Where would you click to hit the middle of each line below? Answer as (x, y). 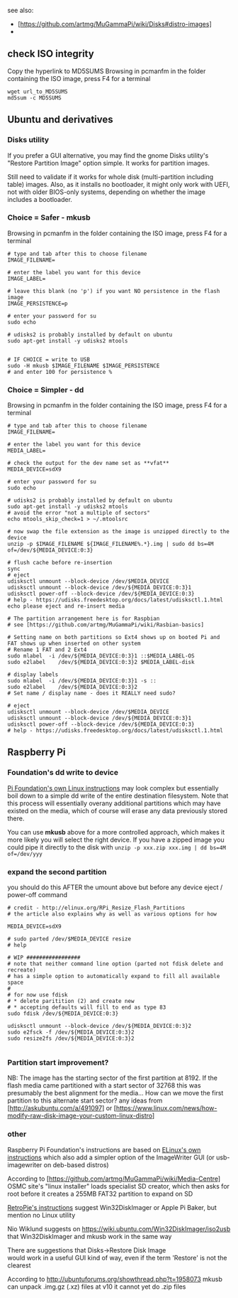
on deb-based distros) (76, 1164)
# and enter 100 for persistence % (60, 372)
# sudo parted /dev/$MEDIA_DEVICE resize (69, 939)
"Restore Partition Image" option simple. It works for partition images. (109, 163)
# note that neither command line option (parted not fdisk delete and (115, 964)
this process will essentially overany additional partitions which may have (114, 803)
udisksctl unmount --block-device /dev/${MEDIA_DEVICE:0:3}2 (100, 1026)
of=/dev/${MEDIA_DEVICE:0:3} (50, 550)
